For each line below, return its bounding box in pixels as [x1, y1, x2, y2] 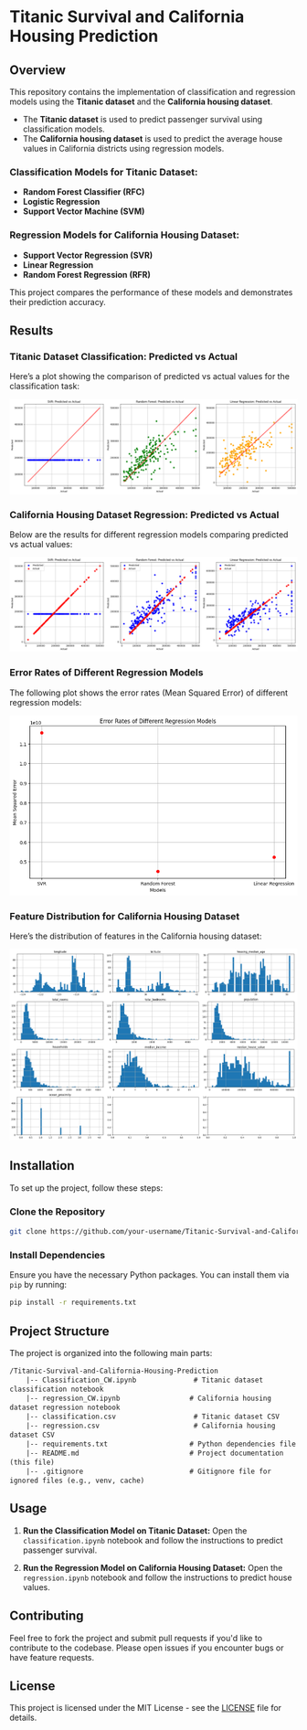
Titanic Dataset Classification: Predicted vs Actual [9, 350, 238, 363]
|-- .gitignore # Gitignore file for [26, 1467, 272, 1476]
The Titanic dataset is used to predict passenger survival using [22, 114, 263, 124]
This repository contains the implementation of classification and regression [9, 87, 296, 97]
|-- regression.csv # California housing [26, 1421, 276, 1430]
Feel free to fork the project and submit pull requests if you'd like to [9, 1632, 263, 1643]
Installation [9, 1158, 75, 1173]
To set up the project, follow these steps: [9, 1182, 164, 1194]
